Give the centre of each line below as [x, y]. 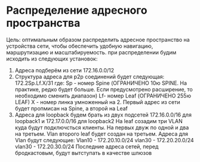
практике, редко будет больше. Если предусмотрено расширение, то [104, 89]
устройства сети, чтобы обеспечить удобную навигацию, [80, 46]
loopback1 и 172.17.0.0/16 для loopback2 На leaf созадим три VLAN [99, 121]
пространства [43, 23]
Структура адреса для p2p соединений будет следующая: [90, 77]
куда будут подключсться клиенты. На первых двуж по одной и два [102, 127]
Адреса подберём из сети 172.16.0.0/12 [64, 70]
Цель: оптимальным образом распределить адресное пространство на [98, 39]
